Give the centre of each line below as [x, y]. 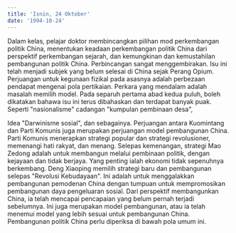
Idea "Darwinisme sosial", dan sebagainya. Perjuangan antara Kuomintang [116, 123]
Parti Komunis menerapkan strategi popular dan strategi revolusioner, [109, 138]
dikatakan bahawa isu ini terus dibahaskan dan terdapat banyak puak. [109, 101]
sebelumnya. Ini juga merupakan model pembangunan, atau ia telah [107, 206]
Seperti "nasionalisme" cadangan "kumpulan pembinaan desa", [100, 109]
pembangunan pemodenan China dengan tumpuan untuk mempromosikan [117, 183]
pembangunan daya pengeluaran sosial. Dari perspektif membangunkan [113, 191]
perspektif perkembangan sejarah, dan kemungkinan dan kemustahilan [111, 56]
